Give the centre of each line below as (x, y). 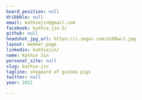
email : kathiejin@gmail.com (41, 22)
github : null (22, 34)
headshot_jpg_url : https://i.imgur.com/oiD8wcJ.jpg (71, 39)
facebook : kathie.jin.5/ (37, 28)
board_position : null (33, 11)
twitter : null (24, 77)
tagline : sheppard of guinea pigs (49, 72)
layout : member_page (32, 45)
